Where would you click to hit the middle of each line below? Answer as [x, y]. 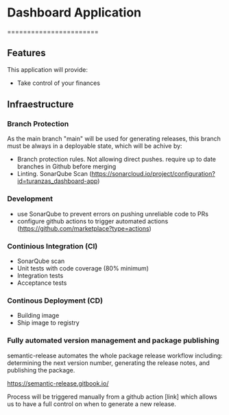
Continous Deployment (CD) [55, 301]
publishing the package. [41, 370]
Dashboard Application [74, 13]
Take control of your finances [59, 83]
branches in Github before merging [67, 166]
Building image [38, 316]
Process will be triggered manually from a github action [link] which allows [112, 397]
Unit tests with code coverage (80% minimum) [83, 268]
